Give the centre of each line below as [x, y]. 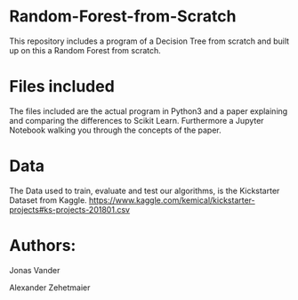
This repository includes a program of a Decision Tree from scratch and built [149, 41]
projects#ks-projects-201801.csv [70, 209]
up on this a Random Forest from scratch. [85, 50]
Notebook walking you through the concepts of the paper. [116, 130]
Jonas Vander [35, 270]
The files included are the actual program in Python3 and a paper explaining [149, 111]
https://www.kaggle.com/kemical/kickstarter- [172, 200]
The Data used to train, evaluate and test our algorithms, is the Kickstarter [145, 191]
